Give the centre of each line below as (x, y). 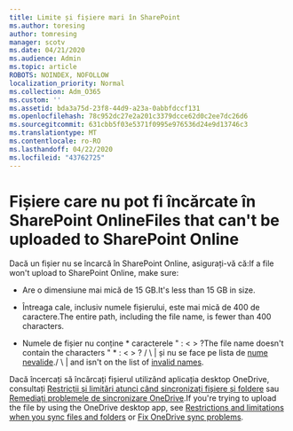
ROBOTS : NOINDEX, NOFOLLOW (59, 75)
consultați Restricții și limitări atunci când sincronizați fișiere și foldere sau (144, 389)
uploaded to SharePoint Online (124, 239)
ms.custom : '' (36, 100)
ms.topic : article (43, 67)
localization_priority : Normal (67, 83)
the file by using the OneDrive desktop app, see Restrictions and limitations (146, 408)
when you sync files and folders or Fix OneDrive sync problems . (127, 417)
